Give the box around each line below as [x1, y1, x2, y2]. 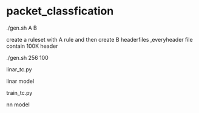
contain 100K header [6, 42, 58, 50]
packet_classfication [6, 4, 114, 18]
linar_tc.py [6, 65, 32, 73]
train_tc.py [6, 89, 33, 96]
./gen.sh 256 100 [6, 54, 49, 61]
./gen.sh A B [6, 24, 38, 31]
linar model [6, 77, 35, 85]
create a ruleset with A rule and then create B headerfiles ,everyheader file [6, 36, 193, 43]
